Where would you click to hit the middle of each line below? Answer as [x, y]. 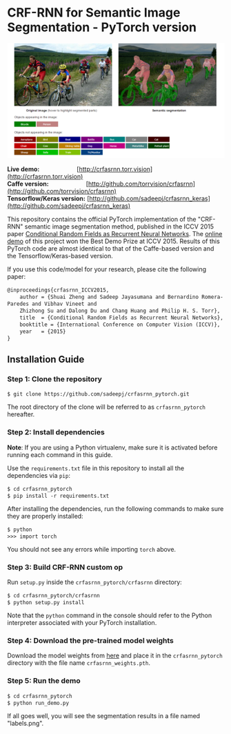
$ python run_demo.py [38, 703]
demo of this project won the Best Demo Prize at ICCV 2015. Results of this [114, 241]
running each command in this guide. [60, 454]
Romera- [213, 297]
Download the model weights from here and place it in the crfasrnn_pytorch [115, 656]
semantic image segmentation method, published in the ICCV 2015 [119, 226]
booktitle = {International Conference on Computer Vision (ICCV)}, [120, 325]
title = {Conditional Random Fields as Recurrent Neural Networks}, [122, 318]
